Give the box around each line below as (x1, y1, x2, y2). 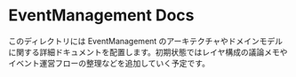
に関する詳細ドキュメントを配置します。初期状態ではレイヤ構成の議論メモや (8, 46, 288, 58)
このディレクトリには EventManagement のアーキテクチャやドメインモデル (8, 35, 284, 46)
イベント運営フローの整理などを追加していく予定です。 (8, 58, 211, 68)
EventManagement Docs (8, 5, 195, 26)
